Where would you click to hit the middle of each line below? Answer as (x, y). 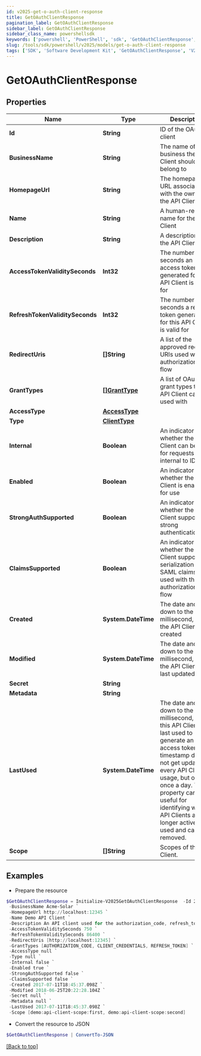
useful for (173, 800)
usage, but (175, 777)
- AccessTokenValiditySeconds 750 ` (53, 929)
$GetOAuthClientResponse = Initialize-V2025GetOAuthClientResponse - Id (99, 901)
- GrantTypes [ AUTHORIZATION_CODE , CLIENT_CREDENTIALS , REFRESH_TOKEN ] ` (101, 946)
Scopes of (174, 847)
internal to (174, 460)
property (172, 792)
